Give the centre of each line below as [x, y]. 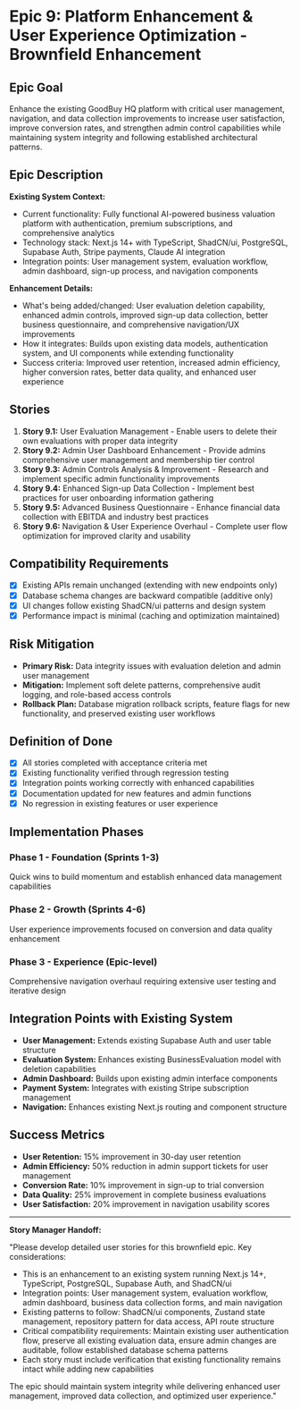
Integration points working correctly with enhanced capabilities [138, 783]
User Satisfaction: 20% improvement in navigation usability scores [146, 1203]
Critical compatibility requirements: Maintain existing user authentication [155, 1330]
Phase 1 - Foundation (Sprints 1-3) [84, 857]
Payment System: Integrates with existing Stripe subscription [136, 1087]
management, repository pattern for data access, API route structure [148, 1321]
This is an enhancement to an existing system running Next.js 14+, [144, 1274]
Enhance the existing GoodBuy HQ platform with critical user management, [147, 109]
